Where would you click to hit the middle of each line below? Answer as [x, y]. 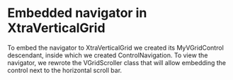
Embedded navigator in [77, 13]
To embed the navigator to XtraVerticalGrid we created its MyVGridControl [116, 47]
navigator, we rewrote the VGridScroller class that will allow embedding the [117, 62]
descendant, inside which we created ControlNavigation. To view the [108, 55]
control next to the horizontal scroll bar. [65, 70]
